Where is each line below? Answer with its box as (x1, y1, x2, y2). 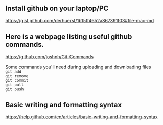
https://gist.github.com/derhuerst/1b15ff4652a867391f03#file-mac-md (5, 17, 154, 23)
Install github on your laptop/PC (5, 4, 109, 13)
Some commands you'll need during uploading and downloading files (5, 64, 151, 70)
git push (5, 86, 24, 92)
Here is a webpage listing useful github (5, 33, 132, 41)
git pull (5, 82, 24, 87)
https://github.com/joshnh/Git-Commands (5, 53, 94, 60)
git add (5, 69, 22, 74)
